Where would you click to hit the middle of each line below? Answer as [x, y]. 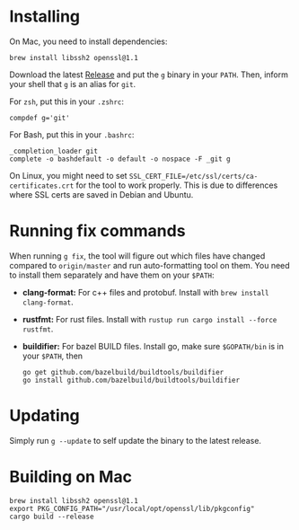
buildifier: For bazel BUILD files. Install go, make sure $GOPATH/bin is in [153, 346]
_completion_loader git [54, 151]
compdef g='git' [40, 118]
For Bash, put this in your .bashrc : [72, 134]
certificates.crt [42, 186]
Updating [45, 416]
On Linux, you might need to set [68, 175]
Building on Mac [71, 477]
